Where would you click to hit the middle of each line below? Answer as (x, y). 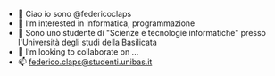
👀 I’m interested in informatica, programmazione (106, 23)
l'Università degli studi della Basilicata (87, 42)
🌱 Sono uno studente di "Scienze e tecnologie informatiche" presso (142, 33)
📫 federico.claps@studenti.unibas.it (85, 62)
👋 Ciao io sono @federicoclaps (75, 14)
